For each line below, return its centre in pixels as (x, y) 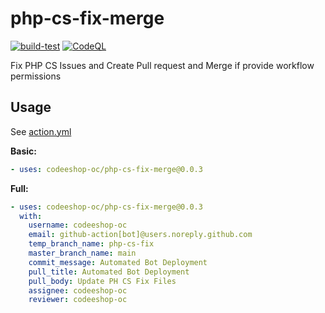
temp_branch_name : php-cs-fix (91, 244)
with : (31, 216)
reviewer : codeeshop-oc (78, 300)
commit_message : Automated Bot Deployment (118, 262)
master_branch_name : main (82, 253)
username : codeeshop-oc (78, 225)
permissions (36, 76)
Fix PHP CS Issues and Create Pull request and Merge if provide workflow (162, 65)
